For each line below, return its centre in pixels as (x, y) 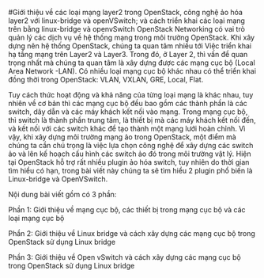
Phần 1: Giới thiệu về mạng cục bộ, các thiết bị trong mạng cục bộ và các (127, 209)
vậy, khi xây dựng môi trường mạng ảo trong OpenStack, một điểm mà (123, 137)
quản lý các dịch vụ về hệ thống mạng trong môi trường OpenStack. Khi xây (132, 37)
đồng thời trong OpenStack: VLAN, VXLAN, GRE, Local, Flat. (106, 80)
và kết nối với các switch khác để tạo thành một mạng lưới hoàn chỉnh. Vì (127, 128)
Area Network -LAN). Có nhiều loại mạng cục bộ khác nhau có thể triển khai (132, 71)
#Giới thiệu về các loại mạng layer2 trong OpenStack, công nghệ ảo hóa (126, 12)
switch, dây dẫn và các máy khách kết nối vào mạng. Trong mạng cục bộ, (128, 112)
